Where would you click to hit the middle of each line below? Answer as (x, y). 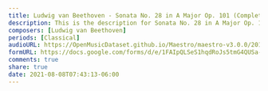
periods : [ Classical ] (44, 38)
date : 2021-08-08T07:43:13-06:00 (64, 74)
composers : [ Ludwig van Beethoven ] (67, 30)
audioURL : (25, 45)
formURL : (23, 52)
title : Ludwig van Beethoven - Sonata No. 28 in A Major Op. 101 (119, 15)
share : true (28, 67)
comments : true (33, 60)
